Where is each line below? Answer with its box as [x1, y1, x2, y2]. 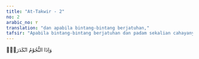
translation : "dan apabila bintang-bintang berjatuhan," [6, 25, 150, 31]
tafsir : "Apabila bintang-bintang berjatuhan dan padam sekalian [6, 30, 171, 36]
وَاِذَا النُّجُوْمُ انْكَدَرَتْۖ [6, 46, 52, 53]
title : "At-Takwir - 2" [6, 8, 65, 15]
